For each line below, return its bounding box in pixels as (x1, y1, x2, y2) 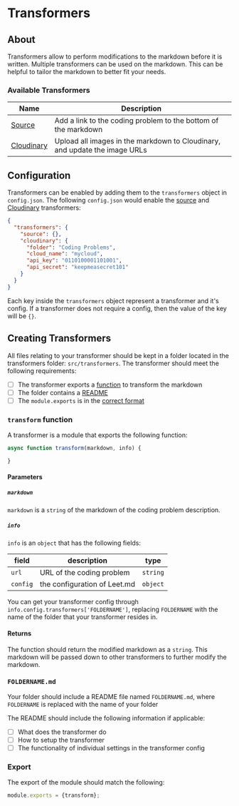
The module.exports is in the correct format (17, 396, 144, 404)
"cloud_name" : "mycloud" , (26, 250, 103, 257)
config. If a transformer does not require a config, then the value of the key (7, 304, 228, 312)
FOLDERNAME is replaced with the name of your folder (7, 700, 159, 708)
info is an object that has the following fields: (7, 539, 141, 547)
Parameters (7, 473, 43, 481)
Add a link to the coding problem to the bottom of (54, 116, 219, 126)
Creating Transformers (7, 332, 112, 345)
